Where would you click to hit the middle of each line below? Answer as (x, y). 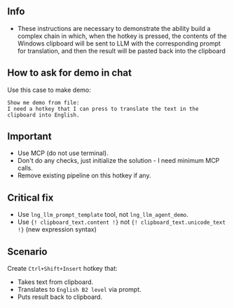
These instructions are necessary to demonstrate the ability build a (114, 28)
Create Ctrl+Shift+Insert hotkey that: (62, 269)
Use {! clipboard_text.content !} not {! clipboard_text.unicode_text (122, 222)
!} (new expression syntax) (57, 229)
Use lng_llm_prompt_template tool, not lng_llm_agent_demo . (103, 215)
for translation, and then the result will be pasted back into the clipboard (122, 51)
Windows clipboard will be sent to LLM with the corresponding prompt (119, 43)
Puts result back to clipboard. (60, 297)
